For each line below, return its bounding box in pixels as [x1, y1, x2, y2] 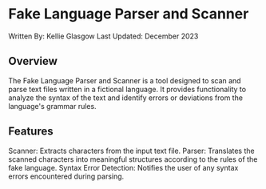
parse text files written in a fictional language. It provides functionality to [8, 84, 246, 94]
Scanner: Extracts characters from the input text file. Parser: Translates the [8, 146, 255, 155]
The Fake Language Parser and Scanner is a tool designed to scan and [8, 75, 241, 85]
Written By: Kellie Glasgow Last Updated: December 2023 [8, 31, 199, 41]
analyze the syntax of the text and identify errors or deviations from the [8, 93, 244, 103]
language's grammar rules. [8, 101, 97, 111]
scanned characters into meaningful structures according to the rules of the [8, 154, 258, 164]
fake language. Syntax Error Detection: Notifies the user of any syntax [8, 163, 239, 172]
